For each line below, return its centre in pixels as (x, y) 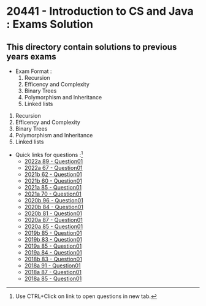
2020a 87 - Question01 (53, 220)
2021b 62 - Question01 (53, 174)
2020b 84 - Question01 (54, 207)
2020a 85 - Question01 (54, 226)
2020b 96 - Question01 (54, 200)
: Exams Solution (50, 24)
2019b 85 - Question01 (53, 233)
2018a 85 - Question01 (53, 278)
